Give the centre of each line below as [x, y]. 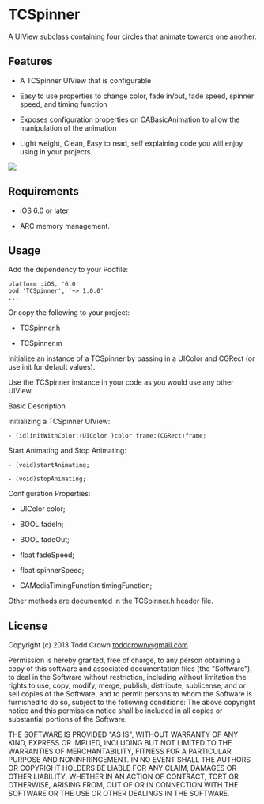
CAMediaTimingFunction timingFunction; [86, 586]
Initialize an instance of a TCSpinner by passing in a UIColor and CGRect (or [132, 358]
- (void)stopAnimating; [47, 479]
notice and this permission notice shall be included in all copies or [115, 711]
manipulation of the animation [68, 127]
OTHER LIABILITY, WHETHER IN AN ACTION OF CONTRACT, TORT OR [123, 776]
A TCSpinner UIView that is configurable [85, 80]
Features [30, 61]
